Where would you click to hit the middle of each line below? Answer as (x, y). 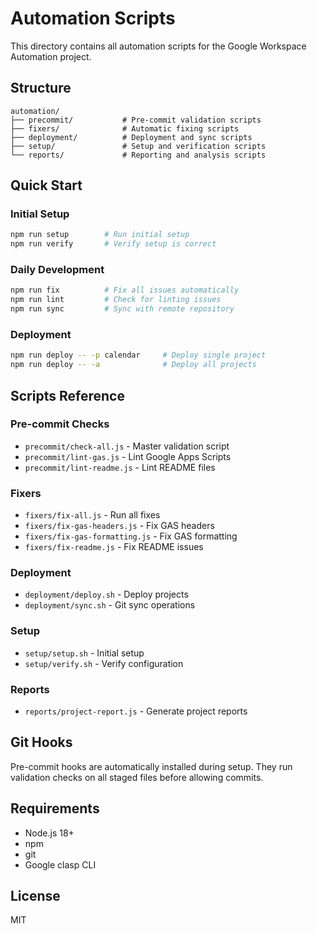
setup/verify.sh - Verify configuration (104, 663)
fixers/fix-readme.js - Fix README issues (114, 547)
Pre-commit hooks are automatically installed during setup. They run (151, 766)
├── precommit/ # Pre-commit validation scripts (136, 120)
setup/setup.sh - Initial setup (84, 653)
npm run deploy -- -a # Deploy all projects (133, 365)
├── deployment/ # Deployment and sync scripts (131, 137)
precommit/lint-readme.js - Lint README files (120, 467)
